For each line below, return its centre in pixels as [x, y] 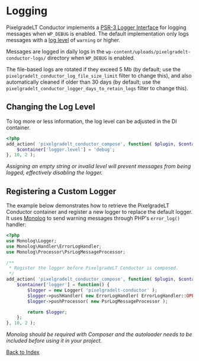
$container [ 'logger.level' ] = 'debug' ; [66, 150]
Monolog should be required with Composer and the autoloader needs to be [99, 334]
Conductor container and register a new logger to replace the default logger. [99, 212]
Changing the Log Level [51, 107]
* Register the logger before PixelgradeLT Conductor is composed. [94, 268]
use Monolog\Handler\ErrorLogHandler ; [54, 246]
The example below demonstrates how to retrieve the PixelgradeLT [88, 205]
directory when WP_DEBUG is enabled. [91, 58]
